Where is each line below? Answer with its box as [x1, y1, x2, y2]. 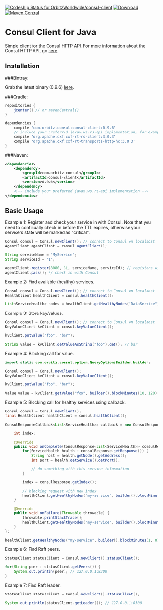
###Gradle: [5, 94, 28, 99]
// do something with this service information [31, 466, 130, 472]
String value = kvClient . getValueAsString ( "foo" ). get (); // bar [5, 342, 138, 346]
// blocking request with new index [22, 488, 97, 494]
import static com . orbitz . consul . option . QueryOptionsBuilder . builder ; [5, 360, 151, 365]
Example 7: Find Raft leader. [5, 582, 61, 588]
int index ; [14, 431, 36, 436]
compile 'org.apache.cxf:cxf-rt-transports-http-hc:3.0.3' [14, 139, 136, 144]
